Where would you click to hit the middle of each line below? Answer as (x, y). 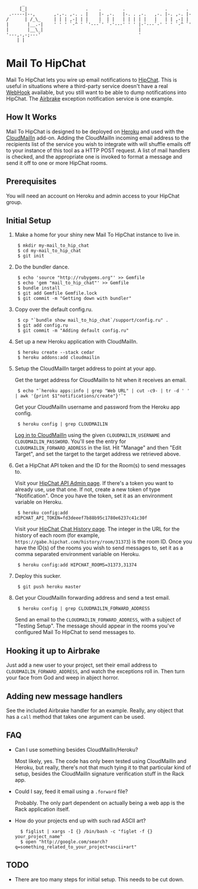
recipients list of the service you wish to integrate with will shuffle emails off (98, 144)
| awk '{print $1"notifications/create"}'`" (70, 396)
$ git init (31, 256)
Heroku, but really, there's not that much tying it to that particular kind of (103, 767)
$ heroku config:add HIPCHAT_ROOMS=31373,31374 (77, 565)
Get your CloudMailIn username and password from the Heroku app (97, 407)
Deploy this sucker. (38, 576)
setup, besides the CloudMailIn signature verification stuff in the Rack (99, 774)
